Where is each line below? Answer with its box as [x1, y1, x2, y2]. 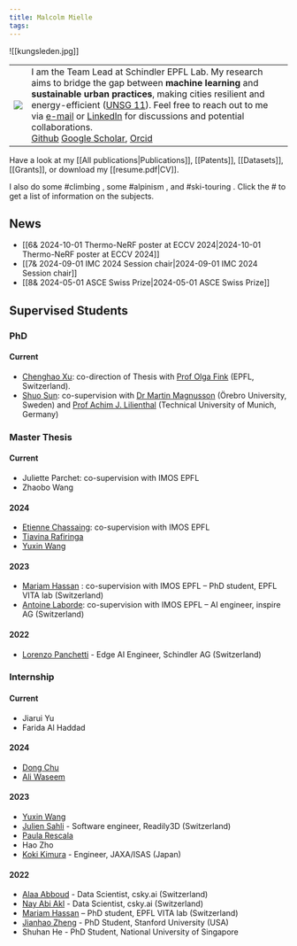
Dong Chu [21, 762, 59, 772]
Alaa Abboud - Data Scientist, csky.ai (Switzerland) [21, 889, 209, 900]
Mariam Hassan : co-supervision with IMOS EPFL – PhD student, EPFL [21, 581, 278, 592]
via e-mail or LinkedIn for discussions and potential [31, 110, 245, 122]
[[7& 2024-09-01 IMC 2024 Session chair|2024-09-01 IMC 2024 [21, 259, 258, 269]
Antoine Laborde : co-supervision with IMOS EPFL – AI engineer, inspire [21, 600, 281, 610]
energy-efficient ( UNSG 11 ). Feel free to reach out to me [31, 98, 269, 111]
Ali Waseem [21, 772, 66, 782]
